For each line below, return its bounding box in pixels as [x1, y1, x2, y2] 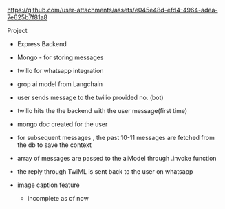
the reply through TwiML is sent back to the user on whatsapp [17, 168, 193, 175]
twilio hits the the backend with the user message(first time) [17, 107, 188, 115]
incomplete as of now [27, 195, 89, 202]
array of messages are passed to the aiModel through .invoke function [17, 155, 217, 162]
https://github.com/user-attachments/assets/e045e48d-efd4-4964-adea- [7, 6, 218, 14]
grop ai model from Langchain [17, 80, 103, 88]
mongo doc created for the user [17, 120, 108, 128]
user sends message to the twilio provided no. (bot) [17, 93, 164, 101]
